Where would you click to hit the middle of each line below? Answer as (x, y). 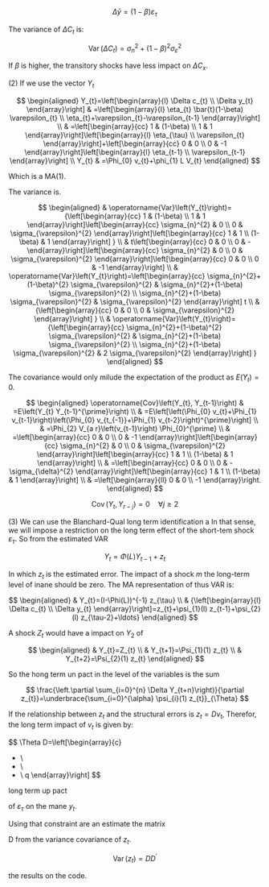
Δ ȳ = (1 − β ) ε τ (135, 13)
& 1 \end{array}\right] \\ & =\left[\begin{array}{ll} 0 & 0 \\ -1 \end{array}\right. (135, 480)
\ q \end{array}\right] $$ (60, 775)
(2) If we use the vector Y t (51, 84)
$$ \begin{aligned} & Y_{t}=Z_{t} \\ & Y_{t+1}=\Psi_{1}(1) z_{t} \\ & (135, 650)
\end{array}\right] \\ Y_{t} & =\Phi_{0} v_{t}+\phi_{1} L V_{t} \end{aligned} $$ (135, 160)
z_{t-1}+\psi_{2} (235, 608)
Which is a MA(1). (37, 176)
